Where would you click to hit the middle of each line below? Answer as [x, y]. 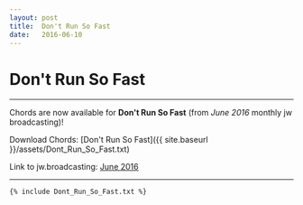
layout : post [34, 18]
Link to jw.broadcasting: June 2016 [74, 167]
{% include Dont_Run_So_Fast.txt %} [78, 192]
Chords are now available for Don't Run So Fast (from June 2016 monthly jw [151, 113]
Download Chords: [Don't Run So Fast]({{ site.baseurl [109, 140]
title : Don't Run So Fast [60, 26]
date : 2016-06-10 [46, 34]
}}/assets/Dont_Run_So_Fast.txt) [70, 149]
